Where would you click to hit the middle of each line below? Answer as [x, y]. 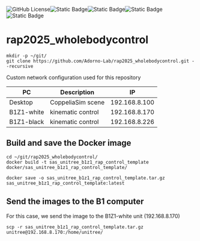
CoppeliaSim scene [77, 102]
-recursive [20, 66]
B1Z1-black [27, 122]
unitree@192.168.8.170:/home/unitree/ [55, 232]
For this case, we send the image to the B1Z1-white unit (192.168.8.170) [93, 216]
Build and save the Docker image [69, 143]
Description [77, 92]
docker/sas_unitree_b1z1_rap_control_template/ [67, 167]
